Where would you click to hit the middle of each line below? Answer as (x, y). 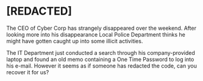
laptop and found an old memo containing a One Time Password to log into (100, 59)
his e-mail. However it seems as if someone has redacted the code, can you (101, 66)
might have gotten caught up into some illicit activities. (75, 41)
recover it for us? (28, 72)
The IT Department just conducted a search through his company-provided (101, 52)
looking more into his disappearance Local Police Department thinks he (96, 34)
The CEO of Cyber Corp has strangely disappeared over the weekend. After (101, 28)
